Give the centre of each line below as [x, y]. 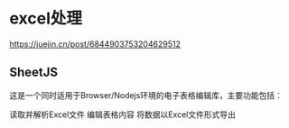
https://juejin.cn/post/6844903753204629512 [95, 44]
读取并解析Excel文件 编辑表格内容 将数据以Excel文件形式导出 [123, 114]
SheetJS [34, 73]
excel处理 [46, 18]
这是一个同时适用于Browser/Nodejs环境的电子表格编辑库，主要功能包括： [146, 95]
